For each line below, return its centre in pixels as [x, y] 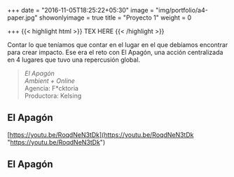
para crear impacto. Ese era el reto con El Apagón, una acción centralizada [115, 52]
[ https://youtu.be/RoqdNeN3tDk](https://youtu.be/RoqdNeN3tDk [101, 135]
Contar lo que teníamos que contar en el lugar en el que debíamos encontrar [118, 45]
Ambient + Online [49, 81]
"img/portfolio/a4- [181, 10]
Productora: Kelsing [53, 96]
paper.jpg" [22, 18]
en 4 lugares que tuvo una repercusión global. [74, 60]
